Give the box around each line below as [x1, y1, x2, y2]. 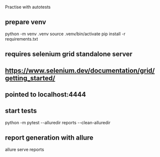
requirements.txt [5, 36, 38, 42]
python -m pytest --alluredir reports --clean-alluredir [5, 119, 111, 125]
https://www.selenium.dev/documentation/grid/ [5, 66, 155, 74]
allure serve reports [5, 146, 45, 152]
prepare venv [5, 18, 46, 26]
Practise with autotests [5, 4, 51, 10]
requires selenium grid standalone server [5, 50, 132, 58]
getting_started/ [5, 74, 56, 82]
